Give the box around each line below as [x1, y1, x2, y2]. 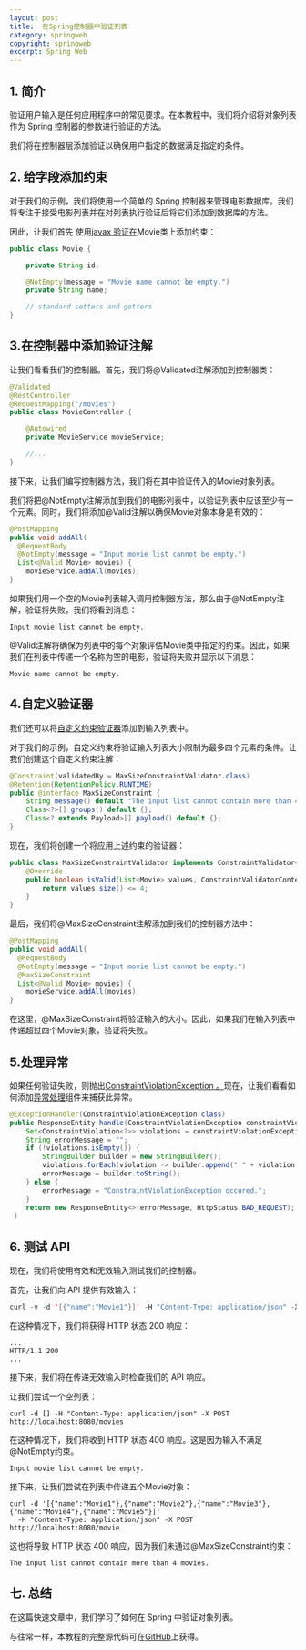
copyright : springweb [9, 38, 92, 48]
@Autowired [25, 424, 67, 433]
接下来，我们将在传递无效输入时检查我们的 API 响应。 [9, 1372, 211, 1383]
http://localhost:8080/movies [9, 1417, 125, 1426]
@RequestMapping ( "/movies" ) [9, 399, 117, 409]
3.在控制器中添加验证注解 [9, 339, 153, 354]
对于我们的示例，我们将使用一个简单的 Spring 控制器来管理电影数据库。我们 [9, 195, 294, 206]
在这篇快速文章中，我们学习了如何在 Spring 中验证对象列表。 [9, 1612, 239, 1623]
